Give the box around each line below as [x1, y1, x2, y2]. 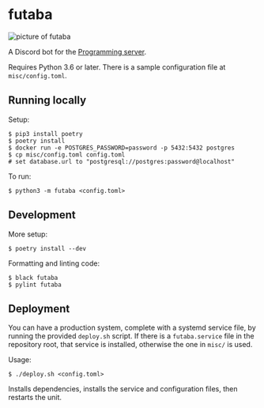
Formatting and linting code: [8, 259, 100, 268]
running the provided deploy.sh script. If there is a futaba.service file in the [8, 331, 255, 341]
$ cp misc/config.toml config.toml [8, 150, 126, 159]
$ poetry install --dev [8, 244, 87, 252]
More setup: [8, 229, 48, 239]
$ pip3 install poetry [8, 130, 83, 138]
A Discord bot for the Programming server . [8, 47, 147, 56]
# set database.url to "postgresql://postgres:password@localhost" [8, 157, 236, 165]
